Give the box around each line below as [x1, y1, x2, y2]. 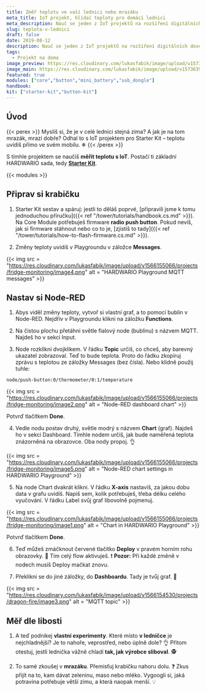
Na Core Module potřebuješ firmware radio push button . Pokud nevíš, [15, 218, 193, 226]
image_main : [6, 66, 37, 72]
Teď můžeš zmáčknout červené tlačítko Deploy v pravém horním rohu [15, 546, 193, 553]
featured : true [6, 72, 45, 78]
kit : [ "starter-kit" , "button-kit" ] [6, 89, 97, 95]
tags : [6, 49, 20, 55]
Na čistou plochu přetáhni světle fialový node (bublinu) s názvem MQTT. [15, 327, 198, 334]
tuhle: [15, 365, 30, 373]
